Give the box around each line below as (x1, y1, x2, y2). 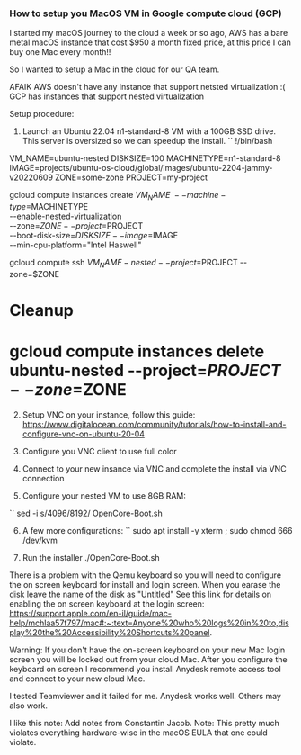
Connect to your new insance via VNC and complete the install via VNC (22, 463, 287, 474)
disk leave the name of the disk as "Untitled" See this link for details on (9, 589, 272, 600)
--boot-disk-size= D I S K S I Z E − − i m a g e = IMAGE (9, 230, 178, 241)
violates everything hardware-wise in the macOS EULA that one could (9, 727, 268, 738)
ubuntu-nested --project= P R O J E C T (9, 361, 281, 381)
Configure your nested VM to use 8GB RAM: (22, 490, 187, 501)
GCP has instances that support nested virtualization (9, 91, 205, 102)
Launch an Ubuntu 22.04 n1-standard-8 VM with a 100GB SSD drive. (22, 126, 277, 137)
